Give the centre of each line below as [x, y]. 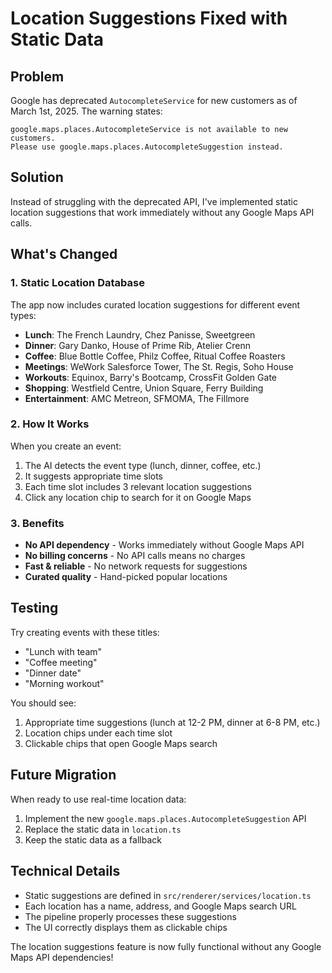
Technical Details [65, 871]
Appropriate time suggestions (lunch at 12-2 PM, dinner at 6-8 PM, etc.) [172, 722]
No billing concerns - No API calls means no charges [135, 556]
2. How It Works [50, 424]
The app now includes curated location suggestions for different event [155, 304]
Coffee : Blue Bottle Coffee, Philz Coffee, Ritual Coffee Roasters [155, 356]
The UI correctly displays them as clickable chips [126, 927]
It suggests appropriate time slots [93, 476]
